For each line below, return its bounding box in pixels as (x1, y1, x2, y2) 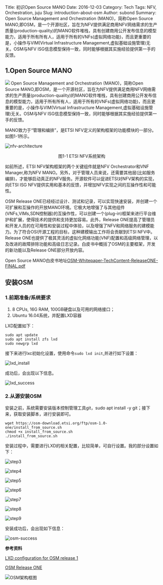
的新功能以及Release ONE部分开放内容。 (5, 247, 87, 253)
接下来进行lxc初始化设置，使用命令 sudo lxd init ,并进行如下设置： (5, 350, 139, 356)
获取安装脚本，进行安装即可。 (13, 411, 73, 417)
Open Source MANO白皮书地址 (5, 257, 67, 263)
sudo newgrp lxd (5, 341, 38, 346)
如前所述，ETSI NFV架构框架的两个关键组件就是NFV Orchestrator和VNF (5, 163, 149, 169)
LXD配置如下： (5, 323, 35, 329)
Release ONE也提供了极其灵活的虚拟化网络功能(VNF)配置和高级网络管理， (5, 235, 154, 241)
